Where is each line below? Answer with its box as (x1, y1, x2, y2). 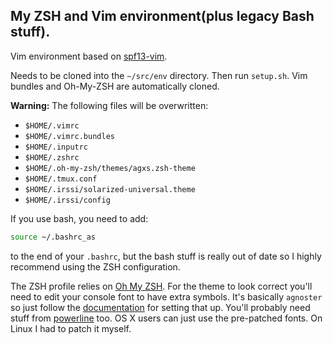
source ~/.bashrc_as (10, 232, 97, 242)
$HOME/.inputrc (24, 142, 89, 152)
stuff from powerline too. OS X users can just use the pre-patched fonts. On (10, 312, 323, 324)
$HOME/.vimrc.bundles (24, 131, 115, 141)
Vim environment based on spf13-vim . (10, 50, 168, 62)
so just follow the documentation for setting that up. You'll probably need (10, 301, 311, 313)
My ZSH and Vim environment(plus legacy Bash (10, 8, 315, 25)
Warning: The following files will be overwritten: (10, 99, 209, 111)
